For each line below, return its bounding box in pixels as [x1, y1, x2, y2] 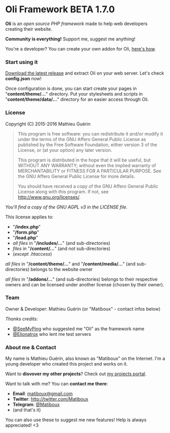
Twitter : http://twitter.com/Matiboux [12, 396, 89, 402]
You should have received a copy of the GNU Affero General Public [17, 183, 159, 189]
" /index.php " [12, 223, 41, 230]
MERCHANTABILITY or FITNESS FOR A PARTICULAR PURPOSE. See [17, 168, 161, 174]
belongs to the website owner [30, 266, 93, 272]
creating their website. [5, 26, 52, 32]
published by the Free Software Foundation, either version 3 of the [17, 142, 157, 148]
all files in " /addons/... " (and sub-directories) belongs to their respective [5, 276, 158, 282]
